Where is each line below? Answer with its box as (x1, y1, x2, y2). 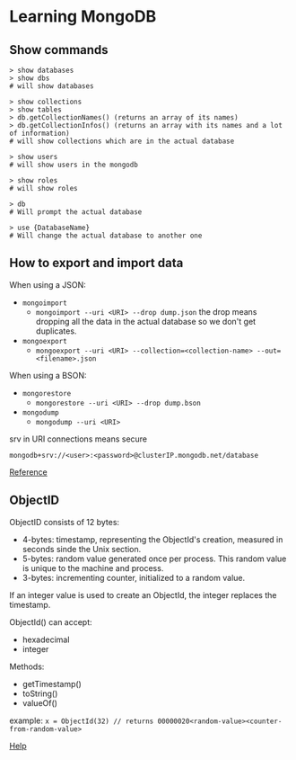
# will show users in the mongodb (9, 160, 139, 169)
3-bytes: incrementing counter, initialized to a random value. (22, 572, 245, 583)
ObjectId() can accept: (9, 616, 92, 627)
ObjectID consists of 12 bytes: (9, 516, 119, 527)
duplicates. (35, 326, 77, 336)
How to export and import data (9, 255, 184, 271)
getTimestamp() (22, 678, 83, 689)
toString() (22, 688, 58, 699)
